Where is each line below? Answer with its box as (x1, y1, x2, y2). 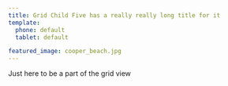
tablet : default (15, 33, 69, 41)
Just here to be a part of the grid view (8, 69, 132, 78)
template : (8, 19, 41, 27)
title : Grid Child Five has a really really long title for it (8, 11, 221, 20)
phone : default (15, 26, 65, 34)
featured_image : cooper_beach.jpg (8, 48, 122, 56)
